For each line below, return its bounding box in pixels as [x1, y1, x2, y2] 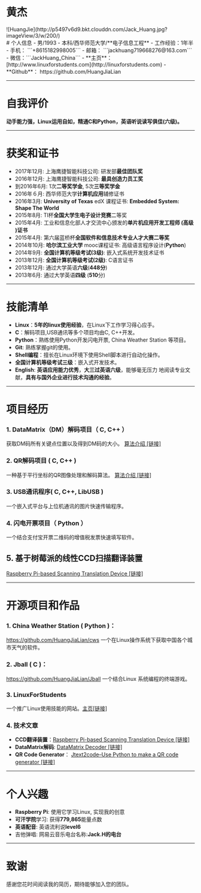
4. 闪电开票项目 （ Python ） [6, 519, 87, 527]
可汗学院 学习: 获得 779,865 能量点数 [14, 816, 103, 823]
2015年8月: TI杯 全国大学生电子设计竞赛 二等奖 [14, 211, 127, 219]
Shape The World [14, 204, 59, 212]
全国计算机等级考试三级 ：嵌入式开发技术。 [14, 358, 120, 366]
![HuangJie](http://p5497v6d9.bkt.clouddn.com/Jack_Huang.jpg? [6, 25, 167, 33]
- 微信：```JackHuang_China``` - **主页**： [6, 54, 112, 61]
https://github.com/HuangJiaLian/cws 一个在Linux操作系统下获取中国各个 [6, 636, 188, 644]
